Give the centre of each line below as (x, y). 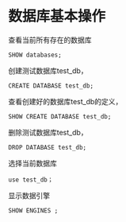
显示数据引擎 (29, 195)
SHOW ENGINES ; (33, 210)
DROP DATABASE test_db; (48, 147)
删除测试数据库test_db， (48, 132)
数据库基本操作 (57, 16)
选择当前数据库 (32, 163)
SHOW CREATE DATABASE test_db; (60, 116)
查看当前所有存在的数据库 (50, 40)
